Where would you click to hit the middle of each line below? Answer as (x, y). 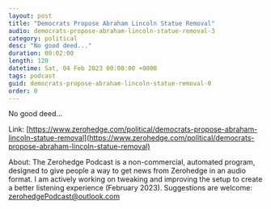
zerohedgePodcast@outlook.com (64, 196)
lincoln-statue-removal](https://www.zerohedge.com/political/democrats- (131, 138)
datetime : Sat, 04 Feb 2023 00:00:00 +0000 (83, 69)
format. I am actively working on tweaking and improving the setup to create (135, 179)
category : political (43, 38)
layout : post (30, 16)
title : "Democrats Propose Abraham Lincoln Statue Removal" (112, 23)
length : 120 (28, 61)
